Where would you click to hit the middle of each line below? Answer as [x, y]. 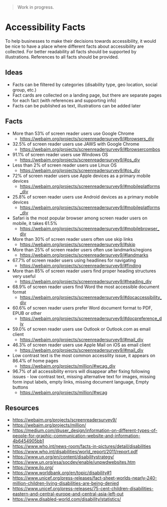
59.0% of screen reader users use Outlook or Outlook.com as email [81, 329]
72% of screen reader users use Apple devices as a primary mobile [81, 176]
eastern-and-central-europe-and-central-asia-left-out [68, 494]
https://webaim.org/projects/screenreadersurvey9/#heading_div [86, 281]
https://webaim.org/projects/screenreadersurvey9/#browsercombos [90, 149]
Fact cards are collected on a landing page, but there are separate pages [87, 95]
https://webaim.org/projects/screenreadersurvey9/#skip [78, 244]
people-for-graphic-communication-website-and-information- [76, 436]
